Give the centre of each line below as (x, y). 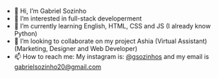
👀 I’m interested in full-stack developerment (78, 18)
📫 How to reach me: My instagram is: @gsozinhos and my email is (111, 56)
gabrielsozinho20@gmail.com (57, 67)
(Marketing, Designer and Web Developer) (76, 49)
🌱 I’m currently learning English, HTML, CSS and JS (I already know (112, 26)
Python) (25, 33)
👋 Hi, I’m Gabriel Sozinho (50, 11)
